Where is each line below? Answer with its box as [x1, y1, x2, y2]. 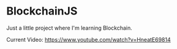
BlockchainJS [6, 4, 78, 18]
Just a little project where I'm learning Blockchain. [6, 24, 133, 31]
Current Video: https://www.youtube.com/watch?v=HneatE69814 [6, 36, 171, 43]
